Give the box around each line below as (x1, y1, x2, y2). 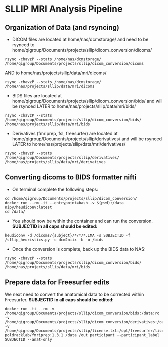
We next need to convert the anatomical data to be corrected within (5, 291, 144, 297)
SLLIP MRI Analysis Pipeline (5, 3, 123, 15)
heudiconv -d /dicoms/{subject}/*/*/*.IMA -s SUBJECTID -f (5, 233, 131, 238)
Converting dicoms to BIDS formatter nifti (5, 173, 137, 182)
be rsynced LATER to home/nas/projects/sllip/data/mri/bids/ (12, 103, 136, 109)
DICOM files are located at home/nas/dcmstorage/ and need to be (12, 36, 149, 42)
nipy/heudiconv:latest (5, 205, 52, 210)
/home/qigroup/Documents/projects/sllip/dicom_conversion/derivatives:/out (5, 319, 166, 324)
